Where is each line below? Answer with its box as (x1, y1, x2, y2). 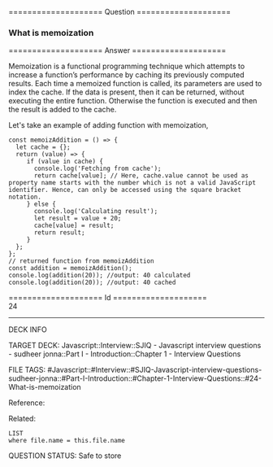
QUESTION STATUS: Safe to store (8, 451, 122, 460)
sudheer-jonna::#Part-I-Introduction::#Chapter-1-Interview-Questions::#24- (8, 373, 262, 383)
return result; (33, 229, 85, 237)
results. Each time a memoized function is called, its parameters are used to (8, 79, 262, 89)
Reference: (8, 398, 45, 408)
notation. (8, 193, 42, 202)
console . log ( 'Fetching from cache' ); (33, 164, 162, 173)
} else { (26, 200, 57, 208)
